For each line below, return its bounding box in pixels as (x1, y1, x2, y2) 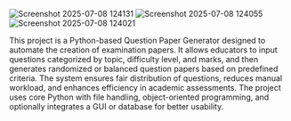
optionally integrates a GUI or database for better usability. (9, 101, 224, 111)
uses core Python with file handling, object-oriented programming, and (9, 92, 270, 102)
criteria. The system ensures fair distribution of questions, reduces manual (9, 73, 283, 84)
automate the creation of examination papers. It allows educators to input (9, 44, 278, 55)
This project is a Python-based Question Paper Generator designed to (9, 36, 266, 45)
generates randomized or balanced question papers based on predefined (9, 63, 279, 74)
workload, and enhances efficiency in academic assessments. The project (9, 83, 282, 93)
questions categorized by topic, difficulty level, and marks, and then (9, 54, 259, 64)
